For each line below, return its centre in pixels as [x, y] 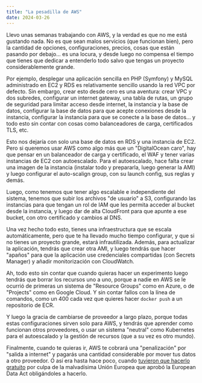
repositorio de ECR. [30, 305]
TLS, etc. [17, 130]
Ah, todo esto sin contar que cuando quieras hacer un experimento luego [97, 273]
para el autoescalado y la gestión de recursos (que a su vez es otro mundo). [101, 336]
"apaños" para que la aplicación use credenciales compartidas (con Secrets [101, 255]
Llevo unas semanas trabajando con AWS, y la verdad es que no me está [97, 34]
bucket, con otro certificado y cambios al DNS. [64, 217]
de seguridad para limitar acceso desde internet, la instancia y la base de [97, 104]
